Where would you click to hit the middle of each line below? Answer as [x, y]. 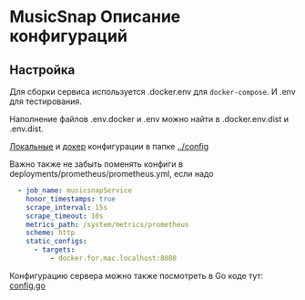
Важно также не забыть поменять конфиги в [97, 164]
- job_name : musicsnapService [75, 191]
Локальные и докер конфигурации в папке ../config [109, 146]
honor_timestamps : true [71, 199]
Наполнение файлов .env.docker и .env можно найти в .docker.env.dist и [149, 119]
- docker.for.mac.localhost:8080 [113, 258]
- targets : [54, 250]
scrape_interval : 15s [66, 207]
